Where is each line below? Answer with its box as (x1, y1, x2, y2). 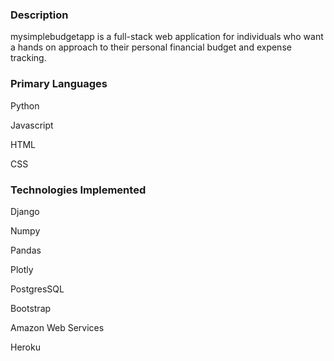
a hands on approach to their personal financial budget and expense (10, 41, 292, 53)
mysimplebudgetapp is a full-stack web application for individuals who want (10, 31, 324, 43)
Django (10, 205, 40, 217)
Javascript (10, 119, 54, 131)
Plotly (10, 263, 34, 275)
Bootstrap (10, 302, 52, 314)
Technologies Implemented (10, 183, 147, 197)
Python (10, 99, 40, 112)
